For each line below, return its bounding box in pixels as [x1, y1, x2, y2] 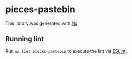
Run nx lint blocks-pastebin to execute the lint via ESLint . [5, 48, 127, 54]
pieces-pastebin [5, 4, 76, 15]
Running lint [5, 35, 44, 43]
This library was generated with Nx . [5, 20, 79, 26]
